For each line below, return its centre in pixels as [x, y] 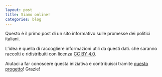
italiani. [13, 39]
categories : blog [23, 19]
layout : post [19, 10]
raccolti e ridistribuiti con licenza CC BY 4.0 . [51, 54]
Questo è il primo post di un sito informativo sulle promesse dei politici [78, 34]
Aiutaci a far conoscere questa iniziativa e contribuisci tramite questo [77, 64]
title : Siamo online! [28, 15]
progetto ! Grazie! [23, 69]
